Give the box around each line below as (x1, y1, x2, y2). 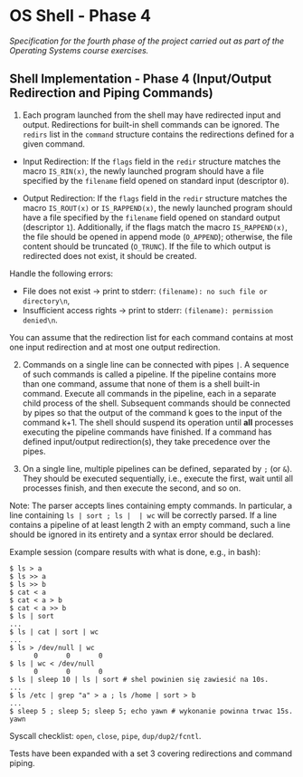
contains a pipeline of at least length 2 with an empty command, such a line (9, 519, 291, 530)
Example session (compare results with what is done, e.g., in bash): (9, 546, 260, 557)
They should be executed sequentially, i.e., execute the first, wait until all (22, 473, 294, 484)
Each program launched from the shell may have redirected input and (22, 110, 281, 120)
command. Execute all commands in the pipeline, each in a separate (22, 388, 277, 398)
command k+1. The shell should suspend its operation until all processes (22, 417, 294, 427)
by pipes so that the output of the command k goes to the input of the (22, 407, 282, 417)
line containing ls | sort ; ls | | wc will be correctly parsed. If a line (9, 509, 278, 521)
